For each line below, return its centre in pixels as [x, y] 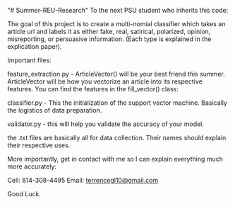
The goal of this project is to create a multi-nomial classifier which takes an [116, 24]
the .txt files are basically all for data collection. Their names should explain [117, 138]
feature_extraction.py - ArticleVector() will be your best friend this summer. [116, 74]
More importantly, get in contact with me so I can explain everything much [115, 159]
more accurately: [32, 166]
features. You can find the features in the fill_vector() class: [93, 89]
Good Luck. [24, 194]
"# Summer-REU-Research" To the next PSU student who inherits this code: [118, 10]
